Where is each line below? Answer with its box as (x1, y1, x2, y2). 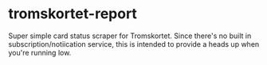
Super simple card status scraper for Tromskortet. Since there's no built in (8, 31, 252, 40)
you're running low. (8, 48, 72, 57)
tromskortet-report (8, 5, 138, 23)
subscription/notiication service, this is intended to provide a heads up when (8, 39, 260, 48)
